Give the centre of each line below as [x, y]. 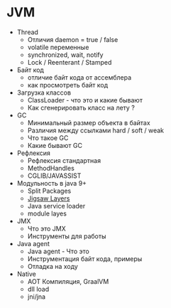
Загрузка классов [44, 92]
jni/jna [37, 297]
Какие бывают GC [55, 145]
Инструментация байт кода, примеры [85, 259]
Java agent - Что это [58, 251]
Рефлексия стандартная [64, 160]
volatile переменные [58, 47]
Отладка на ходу [53, 266]
